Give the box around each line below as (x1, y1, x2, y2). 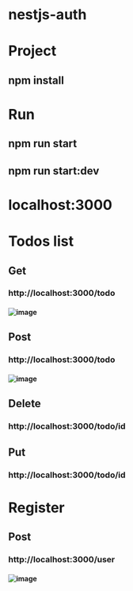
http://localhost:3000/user (8, 554, 116, 566)
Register (8, 499, 65, 516)
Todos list (8, 232, 74, 251)
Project (8, 42, 57, 60)
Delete (8, 397, 41, 410)
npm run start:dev (8, 164, 100, 177)
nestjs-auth (8, 6, 87, 24)
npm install (8, 73, 65, 87)
